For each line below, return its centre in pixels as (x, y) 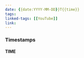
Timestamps (20, 40)
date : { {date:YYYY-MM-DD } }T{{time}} (42, 9)
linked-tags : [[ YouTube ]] (31, 18)
